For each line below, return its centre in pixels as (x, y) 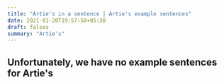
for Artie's (30, 73)
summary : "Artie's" (36, 34)
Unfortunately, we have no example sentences (112, 62)
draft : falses (28, 27)
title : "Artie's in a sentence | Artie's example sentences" (100, 14)
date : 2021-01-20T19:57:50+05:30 (57, 20)
